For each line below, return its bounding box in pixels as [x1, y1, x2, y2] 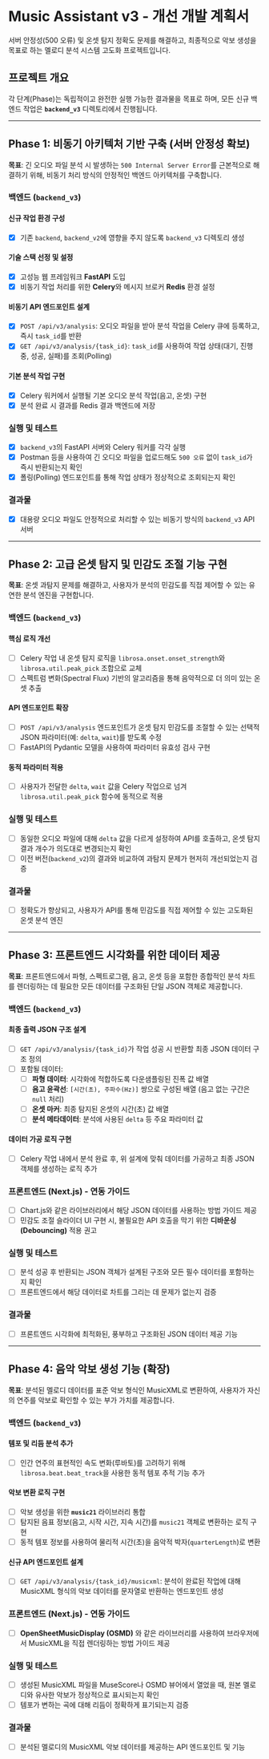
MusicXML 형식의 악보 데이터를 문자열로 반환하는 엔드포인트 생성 [19, 1587, 224, 1596]
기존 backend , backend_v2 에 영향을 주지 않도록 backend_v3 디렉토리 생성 [19, 233, 245, 242]
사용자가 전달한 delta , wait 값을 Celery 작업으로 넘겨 [19, 782, 187, 791]
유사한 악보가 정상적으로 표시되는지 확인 [34, 1690, 160, 1700]
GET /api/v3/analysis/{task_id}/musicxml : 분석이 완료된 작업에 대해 [19, 1576, 242, 1586]
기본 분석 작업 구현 [8, 371, 66, 381]
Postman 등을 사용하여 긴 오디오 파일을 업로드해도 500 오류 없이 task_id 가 [19, 452, 253, 462]
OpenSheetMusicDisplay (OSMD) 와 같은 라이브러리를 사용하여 [19, 1628, 226, 1638]
